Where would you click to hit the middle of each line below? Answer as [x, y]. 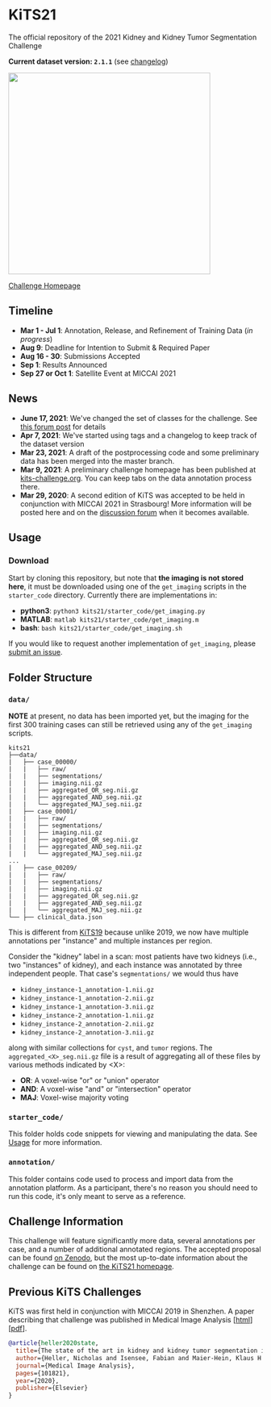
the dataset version [52, 443]
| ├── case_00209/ [43, 868]
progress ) [36, 339]
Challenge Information [66, 1221]
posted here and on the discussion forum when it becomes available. [135, 512]
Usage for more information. [55, 1143]
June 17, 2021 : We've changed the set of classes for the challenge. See [139, 418]
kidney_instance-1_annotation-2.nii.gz [87, 998]
